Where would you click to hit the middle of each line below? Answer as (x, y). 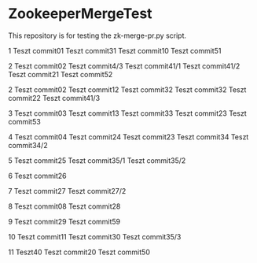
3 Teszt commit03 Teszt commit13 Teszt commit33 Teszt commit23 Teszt (127, 113)
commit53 (24, 121)
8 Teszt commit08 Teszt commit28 (64, 206)
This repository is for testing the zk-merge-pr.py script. (97, 35)
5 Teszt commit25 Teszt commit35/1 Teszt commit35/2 (97, 160)
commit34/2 (28, 145)
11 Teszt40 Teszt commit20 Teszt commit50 (79, 252)
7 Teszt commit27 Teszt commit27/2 (67, 191)
